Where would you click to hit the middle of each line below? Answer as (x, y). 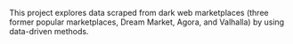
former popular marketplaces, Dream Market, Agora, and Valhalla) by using (147, 22)
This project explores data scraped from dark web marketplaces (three (139, 13)
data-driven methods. (49, 31)
